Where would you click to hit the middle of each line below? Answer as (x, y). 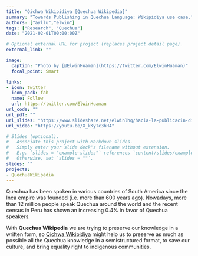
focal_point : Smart (35, 71)
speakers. (18, 216)
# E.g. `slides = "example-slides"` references (68, 153)
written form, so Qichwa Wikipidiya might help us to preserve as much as (95, 234)
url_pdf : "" (21, 115)
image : (14, 60)
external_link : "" (29, 50)
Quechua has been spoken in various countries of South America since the (97, 192)
